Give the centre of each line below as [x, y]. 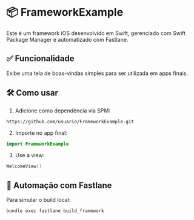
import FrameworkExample [38, 144]
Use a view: [30, 155]
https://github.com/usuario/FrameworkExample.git [70, 121]
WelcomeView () [24, 167]
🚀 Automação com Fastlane [59, 185]
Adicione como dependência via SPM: [63, 111]
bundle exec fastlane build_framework [55, 211]
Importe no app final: [41, 133]
